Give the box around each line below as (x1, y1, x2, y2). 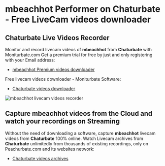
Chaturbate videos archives (12, 155, 69, 161)
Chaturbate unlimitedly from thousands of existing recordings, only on (5, 140, 149, 146)
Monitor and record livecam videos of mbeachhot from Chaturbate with (5, 47, 152, 52)
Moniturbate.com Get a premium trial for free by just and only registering (5, 52, 153, 58)
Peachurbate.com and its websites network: (5, 146, 95, 152)
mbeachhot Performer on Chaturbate (5, 3, 161, 15)
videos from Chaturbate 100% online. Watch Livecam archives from (5, 135, 144, 141)
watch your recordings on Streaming (5, 117, 120, 126)
